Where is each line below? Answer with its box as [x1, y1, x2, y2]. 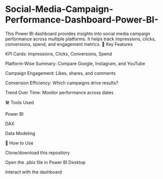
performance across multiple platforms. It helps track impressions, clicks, [5, 36, 156, 42]
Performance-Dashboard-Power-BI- [5, 14, 159, 25]
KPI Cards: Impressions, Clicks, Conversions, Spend [5, 51, 112, 57]
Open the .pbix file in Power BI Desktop [5, 159, 86, 165]
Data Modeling [5, 130, 35, 136]
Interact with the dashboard [5, 169, 62, 175]
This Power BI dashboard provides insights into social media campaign [5, 30, 151, 36]
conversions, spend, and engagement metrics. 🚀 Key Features [5, 41, 133, 47]
